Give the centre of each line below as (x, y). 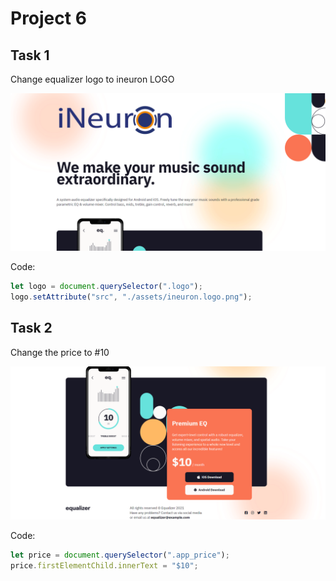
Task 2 (31, 328)
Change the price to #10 (60, 352)
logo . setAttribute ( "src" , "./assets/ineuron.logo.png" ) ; (131, 297)
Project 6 (48, 18)
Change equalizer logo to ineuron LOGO (92, 79)
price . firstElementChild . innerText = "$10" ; (104, 565)
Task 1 (30, 55)
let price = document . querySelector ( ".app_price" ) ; (120, 555)
